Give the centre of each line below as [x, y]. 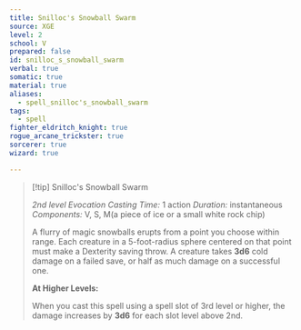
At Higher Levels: [65, 288]
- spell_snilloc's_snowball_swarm [83, 102]
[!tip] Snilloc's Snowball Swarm [90, 186]
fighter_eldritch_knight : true [69, 128]
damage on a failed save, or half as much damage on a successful [156, 261]
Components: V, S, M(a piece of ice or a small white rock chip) [148, 214]
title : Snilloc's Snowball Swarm [73, 18]
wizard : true [34, 153]
